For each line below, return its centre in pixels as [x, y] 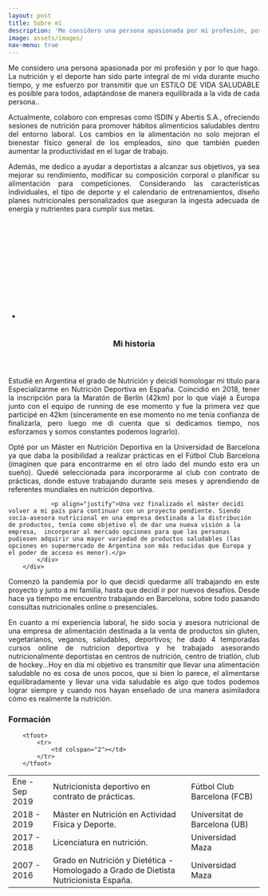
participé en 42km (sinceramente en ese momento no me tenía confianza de [134, 415]
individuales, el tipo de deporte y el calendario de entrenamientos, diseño [134, 192]
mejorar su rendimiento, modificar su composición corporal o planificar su [134, 175]
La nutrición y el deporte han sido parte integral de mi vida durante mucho [134, 77]
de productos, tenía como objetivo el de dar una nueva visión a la [124, 525]
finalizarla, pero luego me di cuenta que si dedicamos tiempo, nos [134, 422]
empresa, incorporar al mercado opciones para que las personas [119, 532]
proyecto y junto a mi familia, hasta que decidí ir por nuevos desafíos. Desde [134, 590]
